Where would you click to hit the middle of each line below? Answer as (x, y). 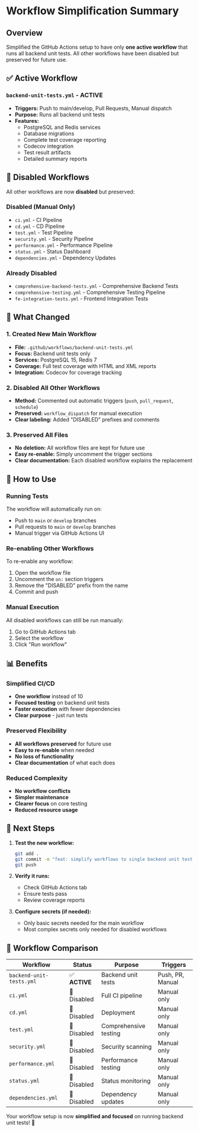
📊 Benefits (27, 664)
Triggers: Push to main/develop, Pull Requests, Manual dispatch (93, 108)
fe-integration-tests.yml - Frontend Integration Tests (81, 299)
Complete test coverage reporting (65, 139)
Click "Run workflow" (41, 644)
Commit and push (36, 592)
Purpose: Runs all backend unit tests (60, 115)
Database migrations (49, 133)
